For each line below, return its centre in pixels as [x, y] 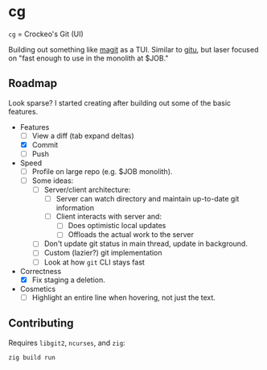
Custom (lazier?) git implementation [103, 253]
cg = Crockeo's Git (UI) [46, 34]
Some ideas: [53, 181]
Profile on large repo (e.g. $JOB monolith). [102, 171]
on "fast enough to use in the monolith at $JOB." [88, 58]
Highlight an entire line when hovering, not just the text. [123, 297]
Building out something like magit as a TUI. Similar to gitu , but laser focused [133, 49]
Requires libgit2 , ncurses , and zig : [67, 343]
